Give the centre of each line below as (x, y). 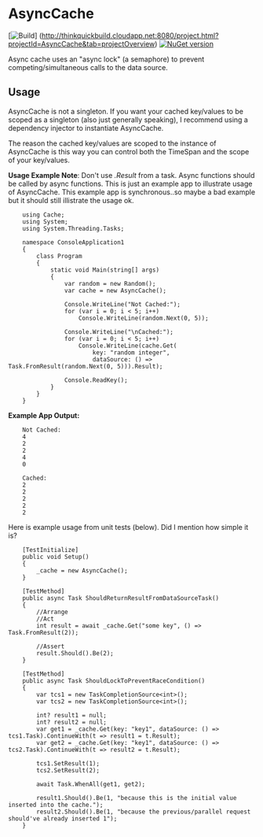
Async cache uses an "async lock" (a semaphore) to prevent (106, 59)
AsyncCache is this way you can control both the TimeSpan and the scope (129, 151)
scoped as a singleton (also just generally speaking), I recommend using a (128, 120)
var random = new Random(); (110, 283)
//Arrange (52, 612)
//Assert (51, 646)
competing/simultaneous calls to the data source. (88, 67)
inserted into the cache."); (56, 805)
